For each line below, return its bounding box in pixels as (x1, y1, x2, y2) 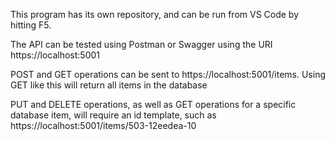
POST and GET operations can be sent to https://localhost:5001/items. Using (10, 69, 326, 80)
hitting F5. (10, 19, 52, 31)
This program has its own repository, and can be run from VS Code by (10, 9, 300, 20)
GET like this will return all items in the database (10, 79, 208, 91)
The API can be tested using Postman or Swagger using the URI (10, 39, 273, 50)
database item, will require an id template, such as (10, 109, 217, 121)
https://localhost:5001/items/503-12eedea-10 (10, 120, 197, 131)
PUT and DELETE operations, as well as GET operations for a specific (10, 99, 297, 110)
